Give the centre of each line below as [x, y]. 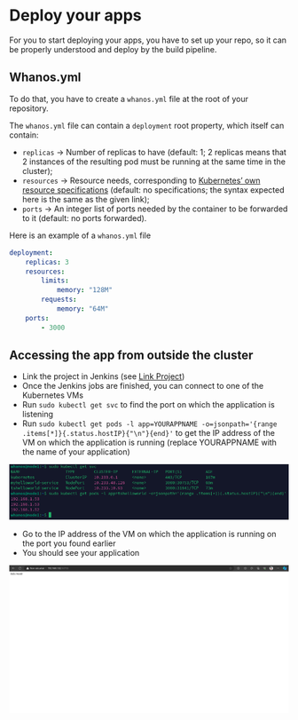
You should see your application [81, 552]
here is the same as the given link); [86, 199]
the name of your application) [76, 452]
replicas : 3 [47, 262]
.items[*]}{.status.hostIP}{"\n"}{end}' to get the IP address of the [148, 433]
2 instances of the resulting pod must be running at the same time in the [154, 162]
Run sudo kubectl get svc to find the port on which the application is [148, 405]
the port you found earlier [69, 543]
